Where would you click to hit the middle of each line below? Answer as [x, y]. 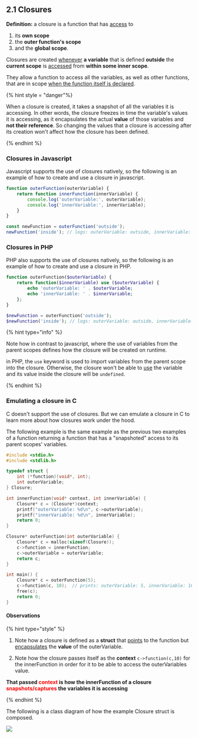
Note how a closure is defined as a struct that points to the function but [102, 640]
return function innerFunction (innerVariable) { [77, 194]
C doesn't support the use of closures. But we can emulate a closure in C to [98, 414]
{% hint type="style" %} [36, 629]
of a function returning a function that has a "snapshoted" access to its [92, 438]
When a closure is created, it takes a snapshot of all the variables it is [90, 107]
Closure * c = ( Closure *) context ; [58, 504]
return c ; [29, 559]
